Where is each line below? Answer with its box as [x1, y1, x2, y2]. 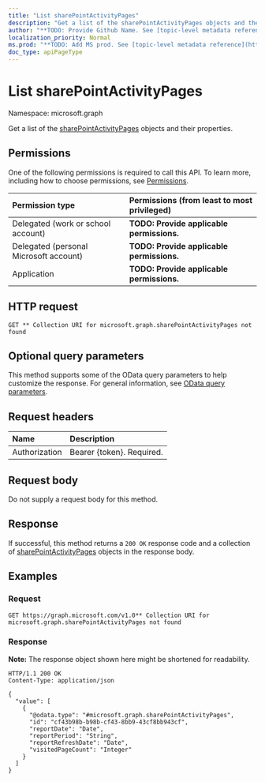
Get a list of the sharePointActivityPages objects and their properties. [8, 123, 233, 133]
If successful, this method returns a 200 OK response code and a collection [8, 538, 251, 547]
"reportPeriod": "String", [28, 731, 118, 739]
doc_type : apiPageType [8, 48, 83, 56]
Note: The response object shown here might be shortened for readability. [8, 654, 250, 664]
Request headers [8, 410, 95, 423]
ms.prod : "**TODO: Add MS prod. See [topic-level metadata [8, 41, 207, 49]
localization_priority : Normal [8, 33, 111, 42]
